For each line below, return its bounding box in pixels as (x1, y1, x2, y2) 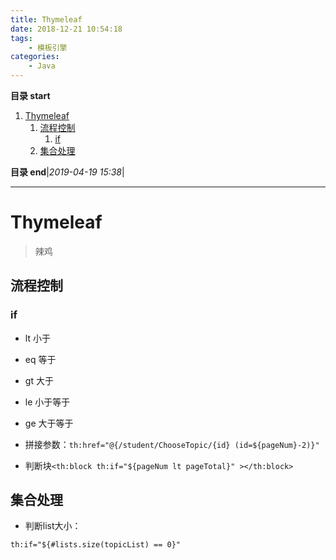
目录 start (10, 90, 51, 101)
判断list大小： (24, 520, 82, 532)
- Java (28, 61, 56, 71)
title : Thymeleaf (10, 14, 83, 25)
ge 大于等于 (24, 417, 74, 429)
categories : (10, 52, 60, 62)
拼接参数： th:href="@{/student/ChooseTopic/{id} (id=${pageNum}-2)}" (24, 438, 320, 450)
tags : (10, 33, 33, 43)
